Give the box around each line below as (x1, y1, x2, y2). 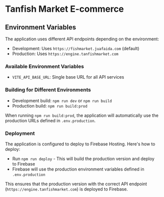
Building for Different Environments (5, 86, 92, 93)
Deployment (5, 130, 35, 137)
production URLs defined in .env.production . (5, 117, 96, 123)
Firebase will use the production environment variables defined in (12, 166, 144, 172)
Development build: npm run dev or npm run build (12, 97, 112, 104)
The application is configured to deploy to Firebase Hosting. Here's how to (5, 141, 156, 147)
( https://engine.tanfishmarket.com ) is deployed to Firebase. (5, 186, 128, 192)
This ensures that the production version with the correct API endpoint (5, 181, 147, 187)
